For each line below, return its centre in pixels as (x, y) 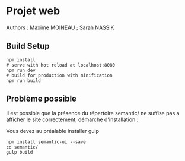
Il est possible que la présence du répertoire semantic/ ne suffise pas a (93, 113)
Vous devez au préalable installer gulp (53, 131)
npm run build (24, 80)
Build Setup (28, 46)
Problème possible (42, 99)
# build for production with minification (59, 75)
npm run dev (21, 70)
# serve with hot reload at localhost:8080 (61, 65)
